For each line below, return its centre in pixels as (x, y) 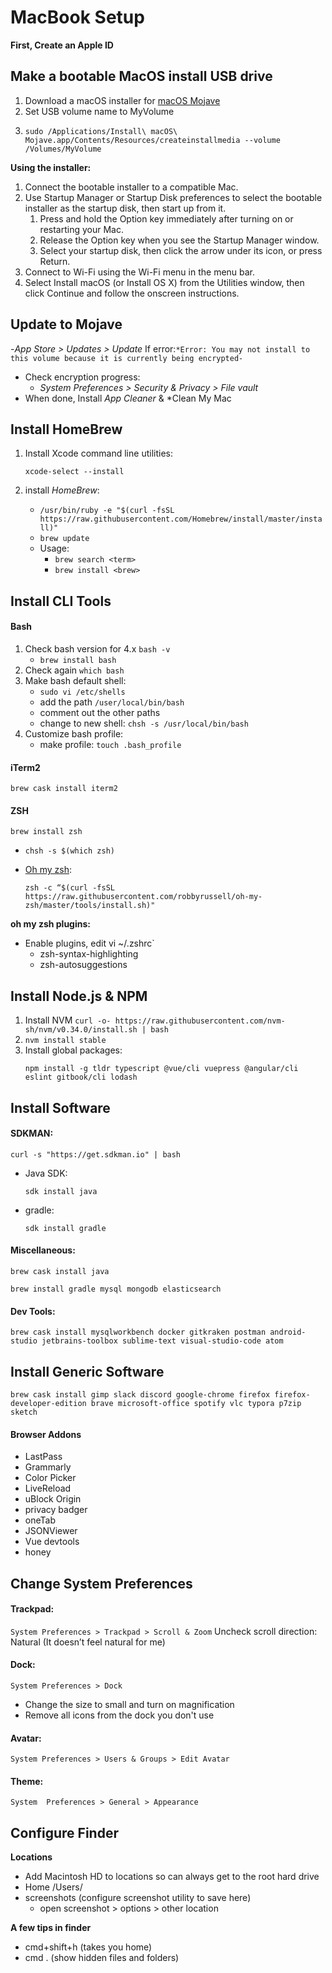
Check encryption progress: (82, 377)
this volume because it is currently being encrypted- (127, 358)
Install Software (60, 1107)
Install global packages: (73, 1050)
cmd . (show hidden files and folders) (102, 1958)
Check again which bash (74, 670)
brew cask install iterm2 (64, 789)
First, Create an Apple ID (62, 45)
